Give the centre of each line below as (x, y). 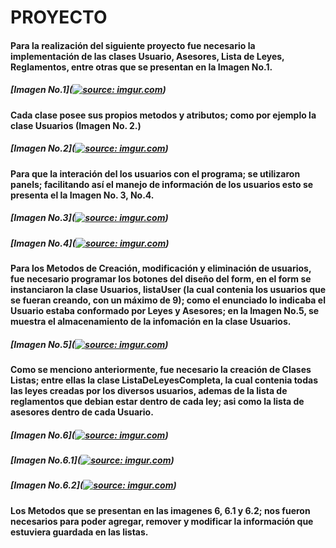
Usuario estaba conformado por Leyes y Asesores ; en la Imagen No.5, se (165, 311)
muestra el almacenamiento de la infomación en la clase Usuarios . (151, 322)
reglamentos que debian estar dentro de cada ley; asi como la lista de (157, 402)
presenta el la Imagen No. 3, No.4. (82, 195)
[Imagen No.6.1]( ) (92, 460)
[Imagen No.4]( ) (90, 243)
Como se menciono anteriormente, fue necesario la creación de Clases (161, 370)
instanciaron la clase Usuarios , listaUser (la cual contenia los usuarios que (168, 290)
